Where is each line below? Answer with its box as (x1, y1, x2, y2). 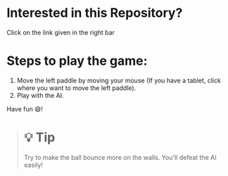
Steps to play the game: (6, 53, 148, 69)
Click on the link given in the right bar (6, 28, 115, 37)
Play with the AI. (16, 91, 64, 99)
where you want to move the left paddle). (16, 83, 137, 92)
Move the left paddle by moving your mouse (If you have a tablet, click (16, 76, 221, 84)
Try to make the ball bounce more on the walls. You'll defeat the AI (23, 153, 217, 161)
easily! (23, 161, 44, 169)
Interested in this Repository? (6, 5, 183, 21)
